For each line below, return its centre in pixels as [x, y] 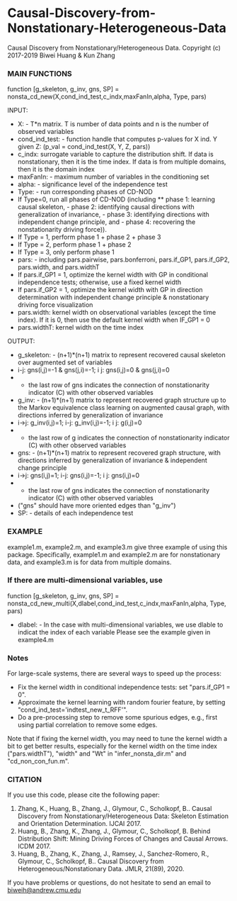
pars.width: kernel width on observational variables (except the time [117, 313]
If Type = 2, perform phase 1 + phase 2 [74, 245]
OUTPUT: [21, 341]
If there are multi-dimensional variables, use [85, 581]
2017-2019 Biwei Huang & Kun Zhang [61, 55]
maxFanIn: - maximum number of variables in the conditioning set [114, 177]
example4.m [36, 639]
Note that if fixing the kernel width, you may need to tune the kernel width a [117, 739]
